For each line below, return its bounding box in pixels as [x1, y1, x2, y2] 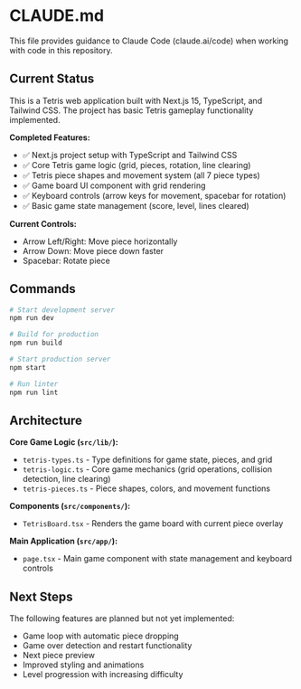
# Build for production [9, 330, 99, 339]
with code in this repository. [9, 44, 113, 55]
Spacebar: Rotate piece [22, 255, 110, 266]
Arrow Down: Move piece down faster [22, 245, 165, 256]
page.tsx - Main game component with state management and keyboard [22, 553, 292, 564]
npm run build [9, 338, 63, 348]
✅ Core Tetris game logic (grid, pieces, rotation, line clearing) [22, 159, 251, 170]
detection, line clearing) [22, 474, 111, 485]
